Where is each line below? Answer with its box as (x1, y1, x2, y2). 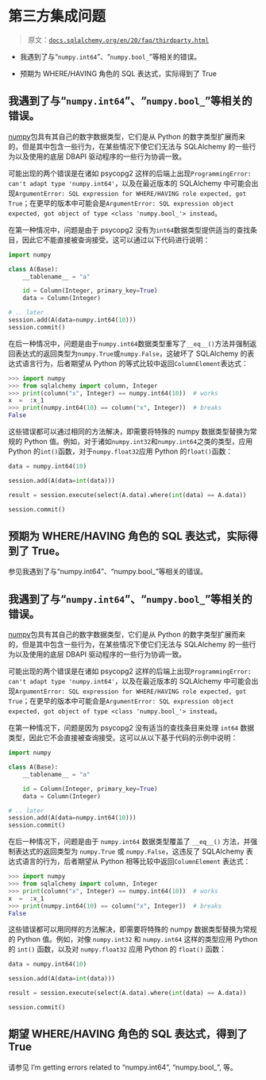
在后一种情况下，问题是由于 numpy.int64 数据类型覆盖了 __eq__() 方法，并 (8, 837, 251, 847)
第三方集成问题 (8, 7, 106, 25)
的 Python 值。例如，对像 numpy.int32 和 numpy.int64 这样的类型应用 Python (8, 935, 258, 944)
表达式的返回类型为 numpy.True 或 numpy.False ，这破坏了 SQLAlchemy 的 (14, 349, 248, 358)
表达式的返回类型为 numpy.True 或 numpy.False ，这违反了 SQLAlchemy (14, 847, 245, 856)
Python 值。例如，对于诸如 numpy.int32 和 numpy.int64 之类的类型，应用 (23, 437, 253, 445)
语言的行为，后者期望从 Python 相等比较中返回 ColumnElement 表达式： (21, 857, 251, 866)
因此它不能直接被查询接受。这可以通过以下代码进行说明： (21, 235, 210, 245)
